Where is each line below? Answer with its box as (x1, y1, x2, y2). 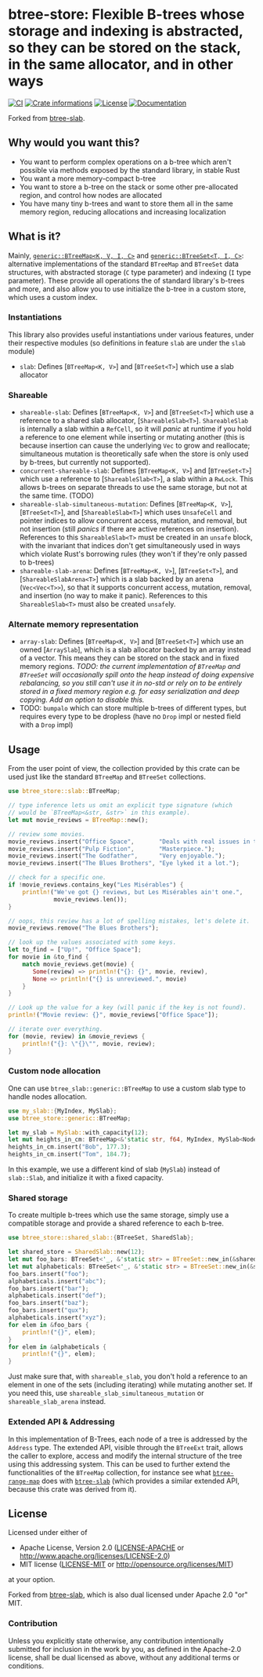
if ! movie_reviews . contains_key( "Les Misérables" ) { (8, 881, 184, 889)
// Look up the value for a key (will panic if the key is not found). (8, 1003, 247, 1012)
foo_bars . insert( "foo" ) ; (8, 1270, 89, 1277)
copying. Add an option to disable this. (19, 695, 145, 704)
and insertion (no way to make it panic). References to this (19, 591, 208, 601)
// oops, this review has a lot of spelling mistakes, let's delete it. (8, 917, 250, 925)
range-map (8, 1478, 41, 1485)
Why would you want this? (8, 136, 140, 150)
